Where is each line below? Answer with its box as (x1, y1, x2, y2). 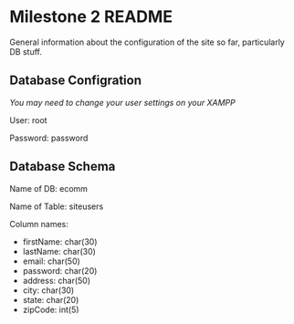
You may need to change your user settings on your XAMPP (9, 97, 236, 108)
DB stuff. (9, 46, 43, 57)
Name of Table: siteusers (9, 201, 104, 212)
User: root (9, 114, 47, 125)
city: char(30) (22, 285, 75, 296)
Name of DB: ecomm (9, 183, 89, 193)
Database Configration (9, 73, 142, 89)
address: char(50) (22, 275, 91, 286)
